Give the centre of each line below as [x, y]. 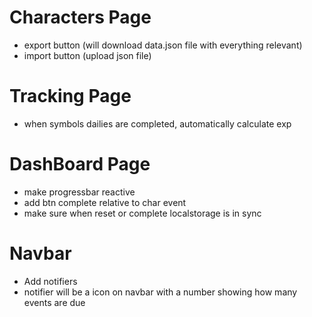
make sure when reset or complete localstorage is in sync [142, 213]
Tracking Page [70, 96]
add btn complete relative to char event [105, 202]
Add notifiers [50, 281]
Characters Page [80, 17]
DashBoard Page [80, 164]
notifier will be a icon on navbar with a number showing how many [160, 292]
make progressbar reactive [79, 192]
